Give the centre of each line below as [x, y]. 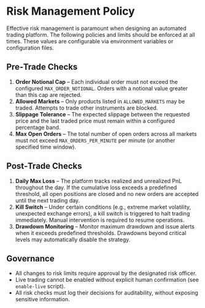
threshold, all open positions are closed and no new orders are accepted [107, 193]
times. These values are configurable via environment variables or [90, 41]
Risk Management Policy [71, 11]
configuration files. [30, 48]
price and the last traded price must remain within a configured [95, 121]
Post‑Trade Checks [44, 166]
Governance [30, 258]
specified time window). [46, 147]
